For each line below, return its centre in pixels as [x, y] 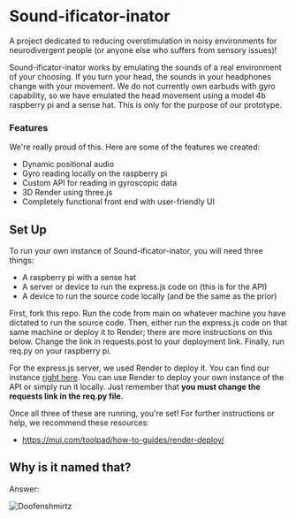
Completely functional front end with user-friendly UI [118, 202]
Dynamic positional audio [68, 164]
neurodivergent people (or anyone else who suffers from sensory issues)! [143, 50]
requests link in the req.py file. [66, 396]
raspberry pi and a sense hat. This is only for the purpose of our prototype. [146, 104]
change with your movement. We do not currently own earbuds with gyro [142, 86]
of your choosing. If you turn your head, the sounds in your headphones [140, 76]
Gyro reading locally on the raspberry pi [95, 173]
